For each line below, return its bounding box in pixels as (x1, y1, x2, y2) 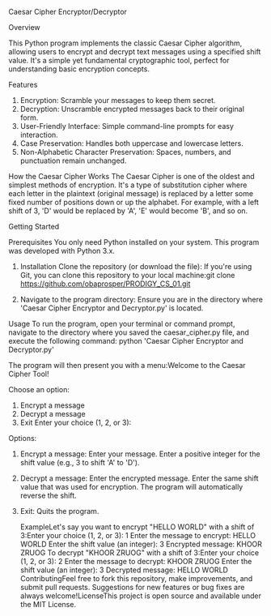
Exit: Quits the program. (19, 507, 100, 515)
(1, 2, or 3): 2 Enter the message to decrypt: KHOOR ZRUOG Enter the (19, 557, 252, 566)
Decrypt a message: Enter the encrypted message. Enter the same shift (19, 473, 259, 483)
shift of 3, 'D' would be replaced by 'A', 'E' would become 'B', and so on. (8, 206, 248, 216)
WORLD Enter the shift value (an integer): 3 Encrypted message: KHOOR (19, 539, 263, 549)
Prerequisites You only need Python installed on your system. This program (8, 237, 260, 246)
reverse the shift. (19, 490, 77, 500)
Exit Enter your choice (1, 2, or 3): (19, 417, 132, 427)
